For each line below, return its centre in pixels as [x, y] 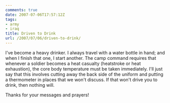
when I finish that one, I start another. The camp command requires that [81, 58]
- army [12, 24]
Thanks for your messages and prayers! [47, 95]
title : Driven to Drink [31, 33]
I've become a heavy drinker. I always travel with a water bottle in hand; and [85, 53]
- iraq [12, 29]
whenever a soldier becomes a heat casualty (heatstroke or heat [73, 63]
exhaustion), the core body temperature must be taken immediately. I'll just [84, 68]
